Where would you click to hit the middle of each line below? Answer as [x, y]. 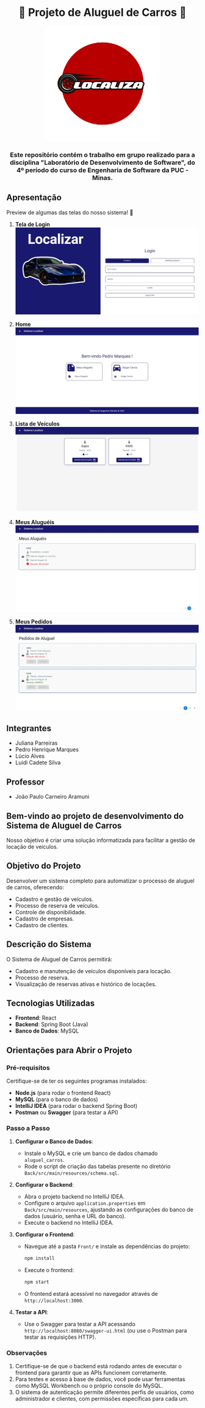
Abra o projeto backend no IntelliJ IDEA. [74, 1197]
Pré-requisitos [28, 1067]
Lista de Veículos [37, 424]
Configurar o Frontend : [45, 1235]
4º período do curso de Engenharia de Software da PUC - [103, 170]
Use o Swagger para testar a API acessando [80, 1324]
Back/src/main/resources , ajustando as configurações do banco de [109, 1210]
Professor [25, 782]
